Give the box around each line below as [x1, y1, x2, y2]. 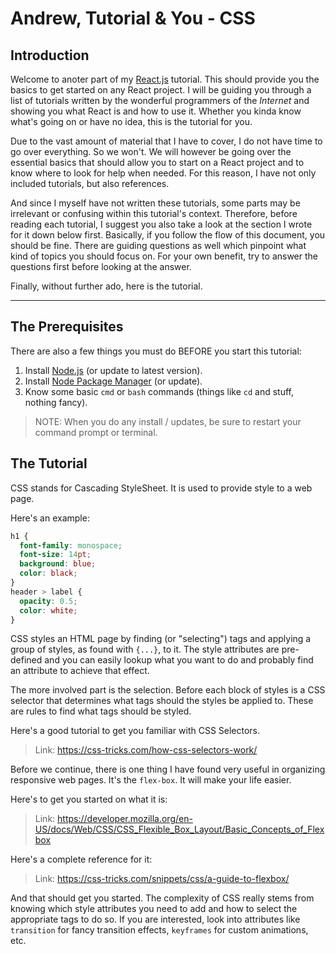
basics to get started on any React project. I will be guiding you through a [10, 84, 312, 96]
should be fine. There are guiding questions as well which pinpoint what [10, 240, 307, 251]
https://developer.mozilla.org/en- [57, 813, 193, 825]
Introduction [10, 47, 90, 64]
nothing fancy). [24, 396, 88, 408]
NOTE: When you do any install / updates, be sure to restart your [34, 415, 302, 427]
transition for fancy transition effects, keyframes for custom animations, [10, 924, 309, 936]
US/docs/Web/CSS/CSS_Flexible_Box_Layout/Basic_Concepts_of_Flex [34, 823, 325, 836]
